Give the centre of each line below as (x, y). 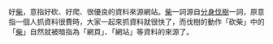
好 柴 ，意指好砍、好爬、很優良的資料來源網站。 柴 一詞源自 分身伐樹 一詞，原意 (136, 12)
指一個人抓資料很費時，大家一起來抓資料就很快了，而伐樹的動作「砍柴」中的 (136, 22)
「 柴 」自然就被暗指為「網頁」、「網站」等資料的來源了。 (101, 32)
